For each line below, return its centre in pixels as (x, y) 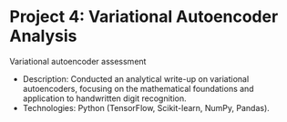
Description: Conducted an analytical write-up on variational (136, 78)
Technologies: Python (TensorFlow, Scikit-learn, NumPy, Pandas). (146, 107)
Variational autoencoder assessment (78, 61)
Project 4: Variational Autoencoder (144, 17)
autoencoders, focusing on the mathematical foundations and (138, 88)
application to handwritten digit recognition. (104, 98)
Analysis (43, 36)
